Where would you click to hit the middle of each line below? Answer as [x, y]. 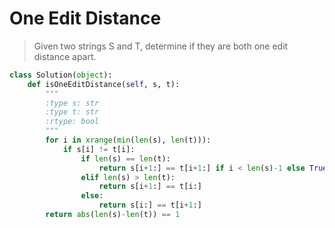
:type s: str [72, 103]
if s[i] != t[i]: [99, 149]
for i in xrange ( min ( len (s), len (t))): [128, 140]
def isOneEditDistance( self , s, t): [104, 84]
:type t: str [72, 112]
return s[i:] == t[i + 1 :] [150, 205]
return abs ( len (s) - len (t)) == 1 [113, 215]
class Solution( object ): [61, 75]
